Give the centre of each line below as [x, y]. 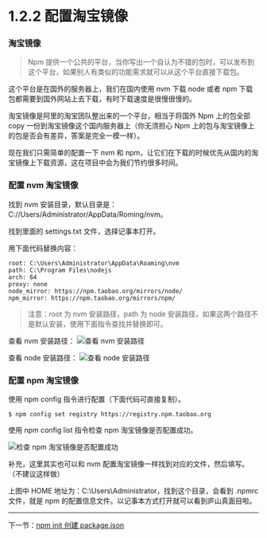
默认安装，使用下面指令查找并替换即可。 [101, 324]
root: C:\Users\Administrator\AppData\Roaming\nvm [94, 263]
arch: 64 [23, 277]
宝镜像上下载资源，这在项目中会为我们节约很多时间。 [95, 163]
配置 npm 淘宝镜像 [44, 380]
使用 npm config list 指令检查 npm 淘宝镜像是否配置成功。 [103, 430]
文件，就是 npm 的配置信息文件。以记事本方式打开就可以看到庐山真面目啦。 [132, 501]
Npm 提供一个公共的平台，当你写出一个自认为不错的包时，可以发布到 [141, 62]
